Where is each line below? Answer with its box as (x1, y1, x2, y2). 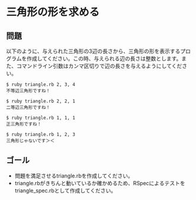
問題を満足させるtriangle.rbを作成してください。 (14, 172, 133, 179)
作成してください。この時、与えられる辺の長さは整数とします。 (26, 55, 182, 62)
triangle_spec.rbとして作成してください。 (14, 187, 117, 194)
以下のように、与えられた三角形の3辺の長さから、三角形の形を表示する (6, 48, 181, 54)
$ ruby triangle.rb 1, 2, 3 (6, 131, 76, 137)
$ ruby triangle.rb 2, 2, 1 (6, 98, 76, 104)
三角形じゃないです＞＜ (6, 138, 55, 144)
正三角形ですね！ (6, 121, 42, 127)
